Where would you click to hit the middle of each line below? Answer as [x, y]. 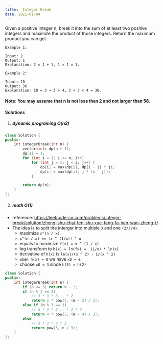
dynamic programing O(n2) [41, 123]
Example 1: [16, 47]
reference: [23, 218]
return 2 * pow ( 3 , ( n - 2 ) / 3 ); [65, 301]
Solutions [15, 112]
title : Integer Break [28, 10]
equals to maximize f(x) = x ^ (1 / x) [59, 243]
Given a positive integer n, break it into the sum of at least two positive [76, 28]
